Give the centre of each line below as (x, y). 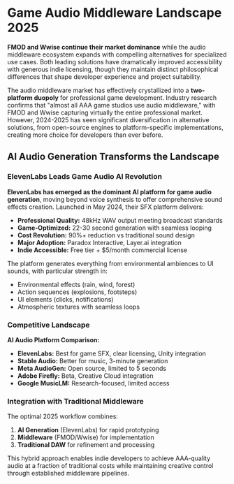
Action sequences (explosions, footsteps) (77, 292)
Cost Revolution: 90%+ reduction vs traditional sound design (106, 235)
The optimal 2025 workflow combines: (63, 416)
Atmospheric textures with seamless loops (79, 307)
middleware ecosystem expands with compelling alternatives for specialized (117, 54)
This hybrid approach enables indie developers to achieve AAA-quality (109, 458)
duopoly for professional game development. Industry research (125, 97)
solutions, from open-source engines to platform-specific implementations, (115, 127)
